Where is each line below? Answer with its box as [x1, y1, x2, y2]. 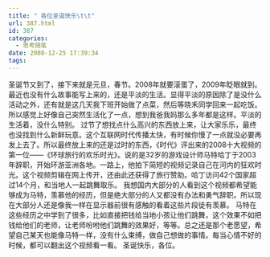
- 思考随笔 [15, 42, 47, 50]
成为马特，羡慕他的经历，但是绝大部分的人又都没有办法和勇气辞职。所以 [14, 190, 255, 199]
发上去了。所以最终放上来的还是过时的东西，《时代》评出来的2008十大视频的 [8, 140, 262, 149]
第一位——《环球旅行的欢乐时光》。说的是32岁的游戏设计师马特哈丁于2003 [8, 149, 257, 159]
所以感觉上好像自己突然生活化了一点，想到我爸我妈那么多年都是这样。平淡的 [8, 109, 262, 119]
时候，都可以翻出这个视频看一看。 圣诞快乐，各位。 [8, 240, 179, 250]
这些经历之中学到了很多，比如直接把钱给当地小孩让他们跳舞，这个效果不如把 [8, 210, 262, 219]
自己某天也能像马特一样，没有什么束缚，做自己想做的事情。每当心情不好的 [14, 230, 262, 239]
